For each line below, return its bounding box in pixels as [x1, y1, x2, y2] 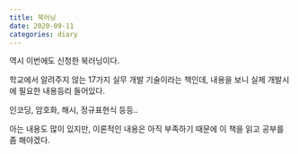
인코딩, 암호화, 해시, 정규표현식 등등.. [9, 105, 139, 115]
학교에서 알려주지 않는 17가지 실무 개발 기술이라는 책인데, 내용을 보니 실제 [9, 74, 267, 85]
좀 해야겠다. [9, 135, 51, 146]
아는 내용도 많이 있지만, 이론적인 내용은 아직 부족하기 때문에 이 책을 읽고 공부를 [9, 124, 285, 134]
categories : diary [9, 30, 78, 38]
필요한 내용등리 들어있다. [18, 86, 106, 97]
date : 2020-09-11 [9, 21, 74, 30]
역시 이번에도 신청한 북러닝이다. [9, 56, 120, 66]
